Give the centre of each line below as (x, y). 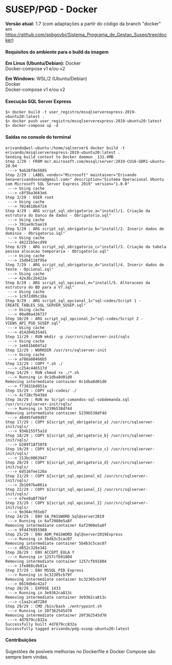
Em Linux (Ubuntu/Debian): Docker (43, 63)
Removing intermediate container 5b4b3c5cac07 (56, 543)
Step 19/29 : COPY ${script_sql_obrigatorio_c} (57, 449)
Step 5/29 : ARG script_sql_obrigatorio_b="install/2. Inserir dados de (85, 229)
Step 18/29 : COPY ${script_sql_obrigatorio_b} (57, 435)
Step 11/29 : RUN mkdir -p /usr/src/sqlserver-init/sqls (68, 337)
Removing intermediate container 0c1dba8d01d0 (56, 382)
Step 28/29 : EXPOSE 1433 (33, 588)
